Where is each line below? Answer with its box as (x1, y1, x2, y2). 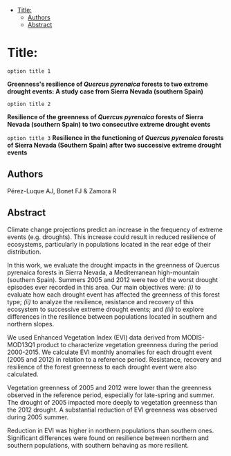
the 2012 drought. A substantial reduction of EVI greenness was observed (7, 405, 218, 414)
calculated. (7, 370, 39, 378)
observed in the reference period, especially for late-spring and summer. (7, 391, 214, 399)
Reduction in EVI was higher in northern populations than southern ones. (7, 426, 214, 435)
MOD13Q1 (7, 340, 36, 349)
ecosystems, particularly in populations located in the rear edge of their (7, 240, 211, 248)
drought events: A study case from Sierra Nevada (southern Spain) (7, 87, 204, 96)
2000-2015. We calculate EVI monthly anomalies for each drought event (7, 348, 212, 356)
